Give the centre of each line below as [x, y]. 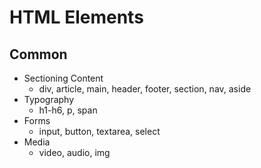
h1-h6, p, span [68, 110]
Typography [49, 99]
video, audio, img [74, 152]
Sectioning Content [63, 78]
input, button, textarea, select [99, 131]
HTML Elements [76, 17]
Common [38, 54]
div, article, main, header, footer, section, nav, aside [145, 89]
